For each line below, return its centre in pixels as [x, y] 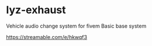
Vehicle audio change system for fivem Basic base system [76, 26]
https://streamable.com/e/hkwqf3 [47, 37]
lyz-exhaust [36, 10]
